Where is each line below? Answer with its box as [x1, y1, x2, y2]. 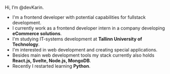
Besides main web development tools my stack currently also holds [12, 52, 155, 58]
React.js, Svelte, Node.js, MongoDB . [12, 58, 91, 63]
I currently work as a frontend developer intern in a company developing [12, 25, 165, 31]
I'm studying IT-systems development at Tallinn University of [12, 36, 142, 42]
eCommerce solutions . [12, 31, 62, 36]
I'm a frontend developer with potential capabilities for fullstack [12, 14, 146, 20]
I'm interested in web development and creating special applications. [12, 47, 158, 53]
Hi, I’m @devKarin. [5, 5, 44, 10]
